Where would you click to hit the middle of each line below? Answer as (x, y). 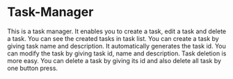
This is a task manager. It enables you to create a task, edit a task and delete (117, 31)
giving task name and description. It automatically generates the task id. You (116, 46)
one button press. (32, 68)
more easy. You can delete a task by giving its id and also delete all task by (114, 60)
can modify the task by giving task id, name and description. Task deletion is (117, 53)
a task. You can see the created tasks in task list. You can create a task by (113, 38)
